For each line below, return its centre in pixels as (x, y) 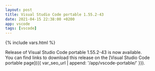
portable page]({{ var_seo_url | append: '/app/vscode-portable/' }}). (75, 63)
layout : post (19, 10)
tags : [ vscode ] (21, 28)
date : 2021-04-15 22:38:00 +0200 (40, 19)
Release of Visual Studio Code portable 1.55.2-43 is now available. (73, 52)
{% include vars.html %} (30, 42)
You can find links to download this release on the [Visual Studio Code (77, 57)
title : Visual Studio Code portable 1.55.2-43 (54, 14)
